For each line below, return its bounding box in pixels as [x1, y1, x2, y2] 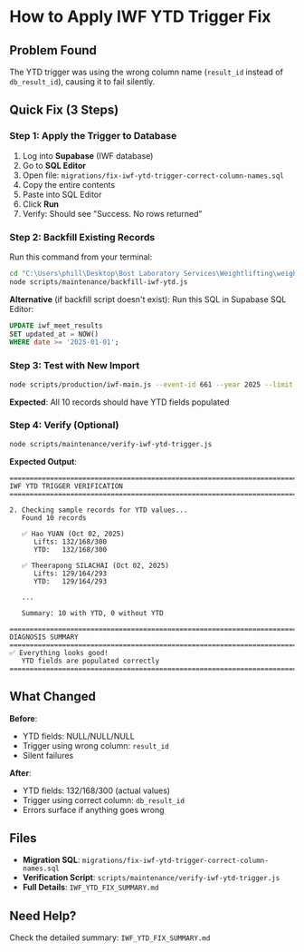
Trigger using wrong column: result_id [22, 740, 169, 751]
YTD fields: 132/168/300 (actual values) [22, 785, 170, 796]
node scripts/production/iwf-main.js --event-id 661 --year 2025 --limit [9, 379, 294, 389]
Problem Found [9, 43, 98, 58]
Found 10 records [21, 513, 88, 523]
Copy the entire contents [22, 179, 116, 190]
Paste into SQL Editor [22, 189, 102, 200]
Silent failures [22, 750, 74, 761]
